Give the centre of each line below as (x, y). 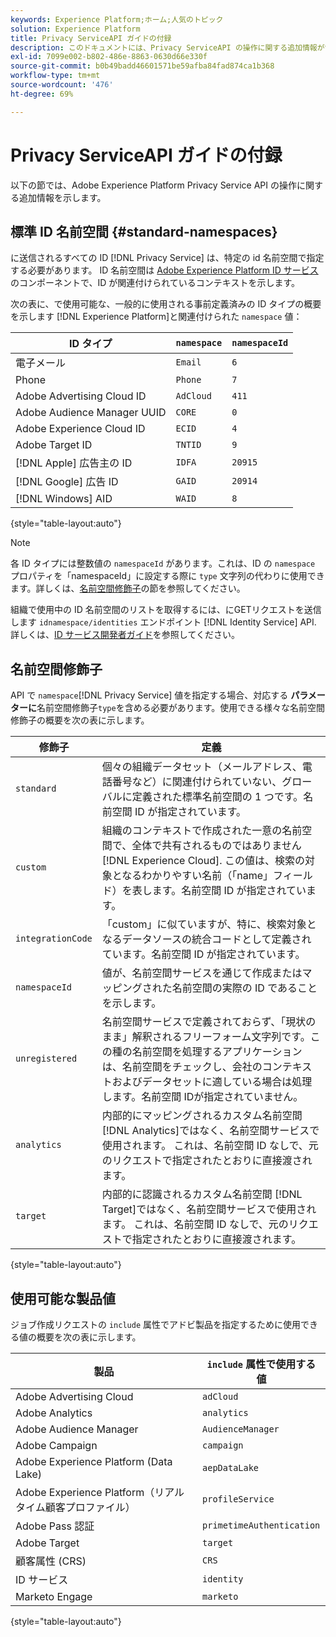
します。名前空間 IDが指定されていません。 (202, 1097)
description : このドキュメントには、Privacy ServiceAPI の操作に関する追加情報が (167, 47)
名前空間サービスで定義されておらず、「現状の (209, 1022)
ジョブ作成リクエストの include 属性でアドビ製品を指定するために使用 (155, 1324)
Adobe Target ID (54, 445)
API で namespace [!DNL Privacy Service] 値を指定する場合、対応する (149, 695)
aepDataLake (231, 1467)
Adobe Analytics (54, 1413)
